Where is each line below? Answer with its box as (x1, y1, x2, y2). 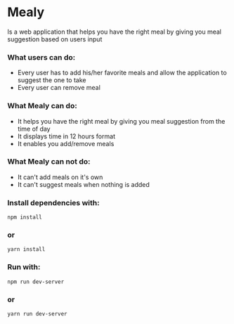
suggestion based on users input (7, 34, 103, 43)
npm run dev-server (7, 278, 65, 285)
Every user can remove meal (17, 84, 100, 92)
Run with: (7, 262, 41, 272)
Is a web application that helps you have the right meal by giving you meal (7, 27, 221, 36)
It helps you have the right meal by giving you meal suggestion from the (17, 117, 226, 125)
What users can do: (7, 52, 76, 62)
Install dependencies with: (7, 197, 100, 207)
